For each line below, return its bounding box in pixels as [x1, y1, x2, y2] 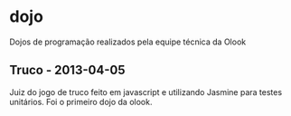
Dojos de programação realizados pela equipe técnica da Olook [9, 36, 247, 47]
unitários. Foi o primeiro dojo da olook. [9, 96, 153, 107]
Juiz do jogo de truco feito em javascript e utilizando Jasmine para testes [9, 86, 283, 97]
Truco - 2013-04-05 [9, 63, 126, 78]
